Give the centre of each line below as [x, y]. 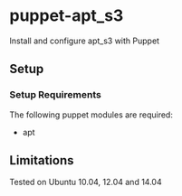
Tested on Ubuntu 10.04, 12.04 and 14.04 [86, 182]
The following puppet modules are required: [91, 115]
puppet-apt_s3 [67, 16]
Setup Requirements [55, 95]
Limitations [42, 160]
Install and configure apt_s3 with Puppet [85, 41]
